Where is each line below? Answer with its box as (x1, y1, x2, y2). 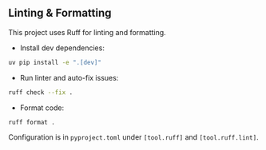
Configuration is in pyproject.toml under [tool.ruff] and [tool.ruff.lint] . (8, 132, 259, 142)
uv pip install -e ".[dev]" (8, 58, 102, 66)
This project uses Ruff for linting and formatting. (8, 27, 166, 37)
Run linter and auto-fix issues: (19, 73, 119, 82)
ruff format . (8, 118, 56, 126)
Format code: (19, 103, 65, 112)
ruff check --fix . (8, 88, 73, 97)
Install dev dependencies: (19, 43, 105, 53)
